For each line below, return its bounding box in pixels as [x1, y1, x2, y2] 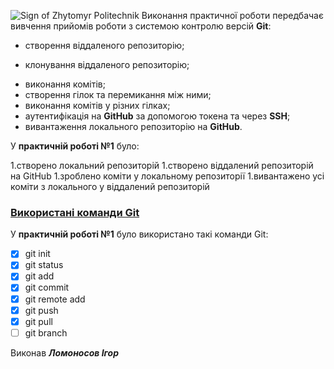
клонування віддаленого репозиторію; [24, 59, 190, 70]
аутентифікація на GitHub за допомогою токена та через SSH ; [24, 110, 291, 122]
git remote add [24, 293, 86, 305]
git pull [24, 315, 53, 327]
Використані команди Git [10, 205, 140, 219]
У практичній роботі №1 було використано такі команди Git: [10, 228, 269, 240]
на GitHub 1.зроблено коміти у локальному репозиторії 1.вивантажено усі [10, 170, 325, 182]
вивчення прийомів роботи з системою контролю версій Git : [10, 20, 272, 32]
